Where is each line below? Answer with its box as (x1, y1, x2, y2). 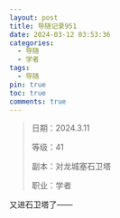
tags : (9, 64, 30, 73)
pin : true (9, 80, 47, 89)
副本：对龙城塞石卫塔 (31, 161, 111, 172)
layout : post (9, 13, 59, 23)
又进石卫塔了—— (9, 199, 73, 210)
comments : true (9, 96, 67, 106)
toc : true (9, 88, 47, 97)
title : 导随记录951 (9, 22, 78, 31)
